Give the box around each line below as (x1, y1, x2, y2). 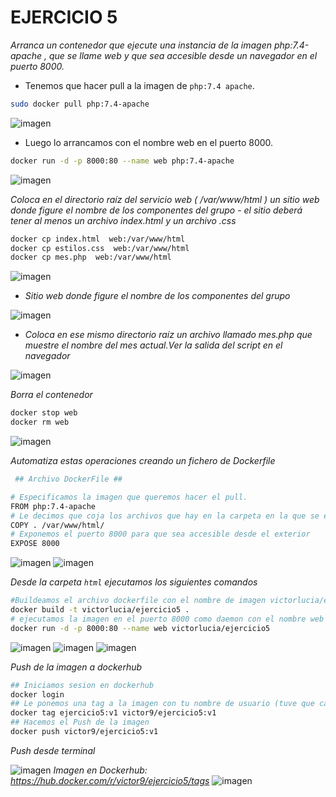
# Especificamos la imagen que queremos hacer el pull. (10, 492, 248, 502)
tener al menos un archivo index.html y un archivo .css (10, 214, 237, 226)
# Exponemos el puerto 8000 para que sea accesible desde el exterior (10, 529, 311, 540)
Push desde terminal (10, 744, 96, 756)
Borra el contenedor (10, 389, 93, 401)
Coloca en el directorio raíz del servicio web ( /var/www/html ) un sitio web (10, 193, 320, 205)
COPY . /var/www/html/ (10, 520, 105, 530)
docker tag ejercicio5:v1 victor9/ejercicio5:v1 (10, 708, 217, 718)
